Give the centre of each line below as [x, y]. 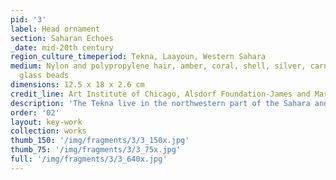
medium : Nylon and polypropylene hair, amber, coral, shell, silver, [158, 66]
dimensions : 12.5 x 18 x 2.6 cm [77, 85]
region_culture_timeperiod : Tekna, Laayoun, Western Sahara [138, 57]
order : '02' [35, 112]
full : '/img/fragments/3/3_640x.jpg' [89, 159]
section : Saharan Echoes [62, 38]
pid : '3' [28, 19]
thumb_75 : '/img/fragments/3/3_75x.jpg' [96, 150]
